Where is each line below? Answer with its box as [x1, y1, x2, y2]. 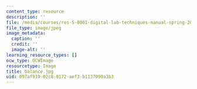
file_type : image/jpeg [6, 25, 62, 31]
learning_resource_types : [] [6, 52, 77, 58]
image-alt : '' [11, 47, 46, 53]
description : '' [6, 14, 46, 20]
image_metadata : [6, 30, 46, 36]
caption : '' [11, 36, 41, 42]
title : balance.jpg [6, 69, 54, 74]
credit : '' [11, 42, 38, 47]
